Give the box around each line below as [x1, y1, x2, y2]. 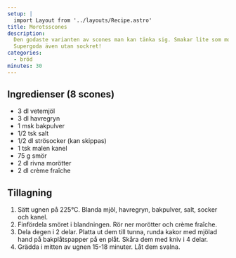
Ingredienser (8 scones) [7, 88, 114, 100]
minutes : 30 [7, 62, 42, 69]
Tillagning [7, 186, 53, 198]
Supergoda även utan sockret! [13, 43, 102, 50]
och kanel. [17, 213, 48, 222]
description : [7, 29, 46, 37]
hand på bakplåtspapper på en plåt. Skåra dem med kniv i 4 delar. [17, 236, 209, 244]
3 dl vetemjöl [17, 107, 55, 116]
